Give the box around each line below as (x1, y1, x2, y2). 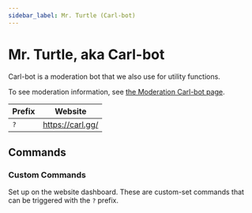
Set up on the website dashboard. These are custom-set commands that (8, 187, 245, 197)
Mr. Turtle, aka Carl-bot (8, 45, 165, 63)
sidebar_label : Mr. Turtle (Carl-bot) (8, 11, 136, 20)
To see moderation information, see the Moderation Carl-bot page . (8, 87, 225, 96)
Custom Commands (8, 169, 87, 180)
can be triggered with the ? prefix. (8, 196, 119, 205)
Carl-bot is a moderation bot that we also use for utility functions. (8, 72, 221, 81)
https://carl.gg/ (43, 119, 99, 130)
